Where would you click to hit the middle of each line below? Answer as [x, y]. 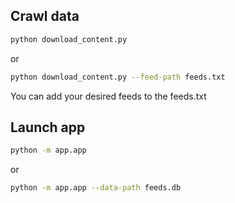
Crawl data [45, 16]
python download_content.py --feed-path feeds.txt [118, 77]
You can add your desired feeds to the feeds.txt [108, 96]
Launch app [48, 127]
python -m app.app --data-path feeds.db [96, 188]
